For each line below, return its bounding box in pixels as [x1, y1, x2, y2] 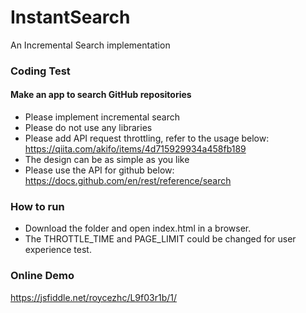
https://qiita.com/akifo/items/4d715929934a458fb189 [24, 143, 247, 155]
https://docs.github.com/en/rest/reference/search [24, 175, 232, 187]
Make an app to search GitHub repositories [10, 89, 192, 101]
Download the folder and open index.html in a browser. [24, 222, 252, 235]
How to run [10, 199, 65, 213]
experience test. [24, 244, 92, 256]
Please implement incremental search [24, 111, 181, 123]
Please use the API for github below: [24, 164, 175, 176]
